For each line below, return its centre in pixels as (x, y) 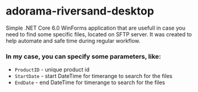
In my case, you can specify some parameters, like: (83, 56)
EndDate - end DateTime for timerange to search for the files (90, 82)
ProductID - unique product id (52, 70)
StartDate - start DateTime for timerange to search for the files (94, 76)
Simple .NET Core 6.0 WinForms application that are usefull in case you (96, 28)
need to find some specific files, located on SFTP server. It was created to (99, 34)
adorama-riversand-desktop (80, 11)
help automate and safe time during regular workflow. (73, 41)
